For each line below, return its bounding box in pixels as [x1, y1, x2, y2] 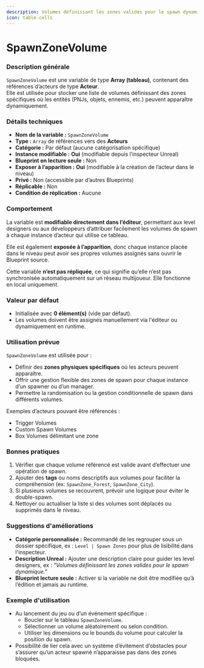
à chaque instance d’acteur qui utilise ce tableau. [6, 231, 129, 238]
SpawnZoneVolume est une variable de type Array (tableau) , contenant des [6, 76, 189, 83]
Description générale [6, 62, 70, 71]
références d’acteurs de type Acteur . [6, 83, 100, 90]
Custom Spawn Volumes [15, 426, 77, 433]
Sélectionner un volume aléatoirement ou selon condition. [24, 623, 169, 630]
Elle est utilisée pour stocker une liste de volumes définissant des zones [6, 89, 186, 96]
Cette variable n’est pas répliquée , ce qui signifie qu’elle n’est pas [6, 268, 172, 275]
